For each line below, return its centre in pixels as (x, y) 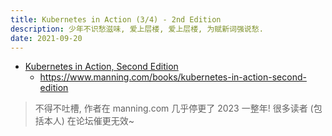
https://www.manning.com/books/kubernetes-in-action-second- (173, 77)
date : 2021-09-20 (46, 38)
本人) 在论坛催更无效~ (89, 121)
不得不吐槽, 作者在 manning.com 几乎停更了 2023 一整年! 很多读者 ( (174, 108)
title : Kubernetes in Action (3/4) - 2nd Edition (116, 19)
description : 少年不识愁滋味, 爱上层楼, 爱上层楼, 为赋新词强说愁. (137, 29)
